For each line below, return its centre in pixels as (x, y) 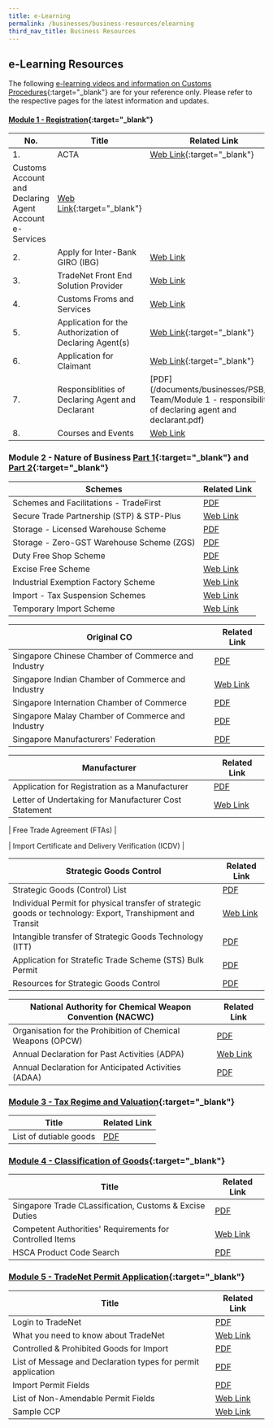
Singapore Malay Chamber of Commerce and (99, 715)
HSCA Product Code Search (66, 1252)
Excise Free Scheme (52, 569)
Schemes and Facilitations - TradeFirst (87, 503)
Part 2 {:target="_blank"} (59, 468)
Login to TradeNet (47, 1321)
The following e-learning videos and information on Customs (110, 84)
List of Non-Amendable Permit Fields (84, 1398)
